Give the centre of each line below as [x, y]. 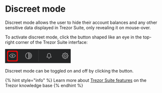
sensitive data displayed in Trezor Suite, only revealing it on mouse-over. [78, 27]
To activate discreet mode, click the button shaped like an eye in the [74, 37]
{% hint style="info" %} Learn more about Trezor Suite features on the [76, 80]
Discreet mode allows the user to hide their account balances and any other [81, 22]
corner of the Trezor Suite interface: [51, 42]
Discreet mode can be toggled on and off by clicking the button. [69, 71]
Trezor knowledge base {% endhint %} [44, 85]
